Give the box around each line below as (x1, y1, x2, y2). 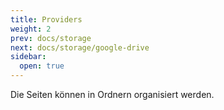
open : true (19, 61, 65, 71)
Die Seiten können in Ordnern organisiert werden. (10, 89, 215, 100)
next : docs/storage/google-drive (10, 42, 150, 53)
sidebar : (10, 52, 47, 62)
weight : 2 (10, 24, 52, 34)
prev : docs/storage (10, 33, 92, 43)
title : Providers (10, 14, 83, 25)
